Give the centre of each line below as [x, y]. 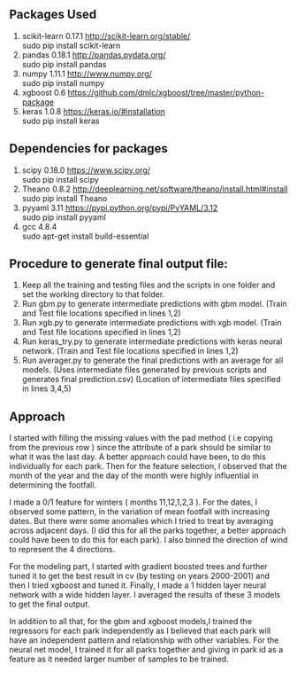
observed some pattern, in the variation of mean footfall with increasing [139, 512]
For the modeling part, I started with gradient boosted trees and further [138, 567]
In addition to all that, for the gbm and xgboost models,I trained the [131, 622]
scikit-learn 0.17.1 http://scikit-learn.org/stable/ [106, 35]
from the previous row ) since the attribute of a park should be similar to [140, 448]
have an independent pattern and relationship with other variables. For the [144, 640]
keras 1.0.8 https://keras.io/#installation [94, 111]
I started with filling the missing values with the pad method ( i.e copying [141, 438]
